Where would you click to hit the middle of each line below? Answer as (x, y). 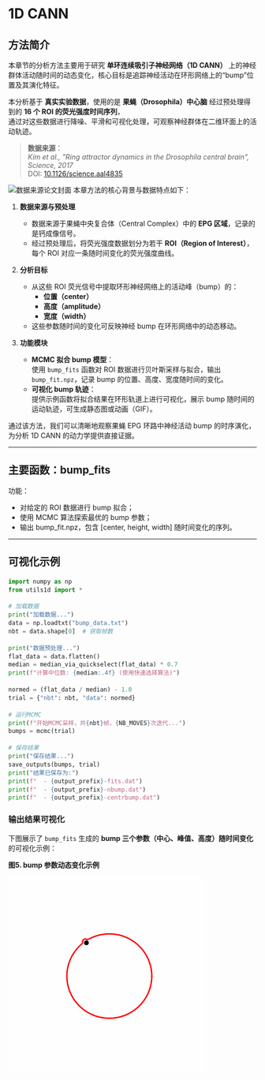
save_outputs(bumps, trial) (54, 764)
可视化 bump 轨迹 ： (63, 389)
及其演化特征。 (39, 85)
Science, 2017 (50, 165)
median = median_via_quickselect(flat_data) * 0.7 (93, 665)
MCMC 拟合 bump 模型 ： (73, 359)
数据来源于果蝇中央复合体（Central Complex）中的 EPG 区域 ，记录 (140, 223)
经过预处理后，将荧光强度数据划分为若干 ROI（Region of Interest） (139, 243)
